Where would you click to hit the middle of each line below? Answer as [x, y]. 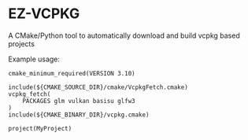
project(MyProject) [40, 128]
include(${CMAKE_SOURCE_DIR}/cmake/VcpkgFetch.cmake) [98, 87]
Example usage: [34, 59]
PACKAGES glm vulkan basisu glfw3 [79, 101]
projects [22, 43]
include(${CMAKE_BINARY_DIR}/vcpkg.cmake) [79, 115]
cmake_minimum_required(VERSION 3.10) [72, 73]
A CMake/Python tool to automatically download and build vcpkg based [124, 35]
